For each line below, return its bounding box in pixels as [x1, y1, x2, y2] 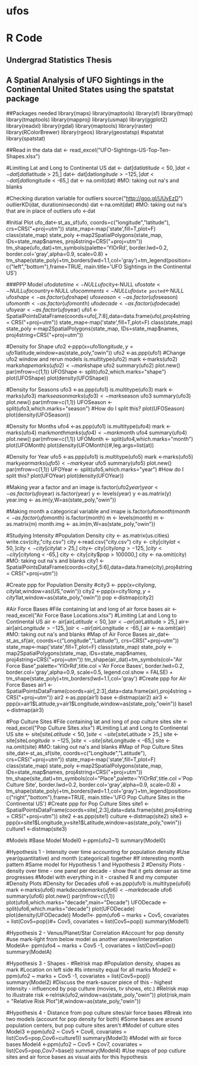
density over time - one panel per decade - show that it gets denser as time [6, 867, 191, 874]
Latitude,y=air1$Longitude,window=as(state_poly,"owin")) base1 [35, 700, 192, 707]
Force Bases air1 [6, 681, 46, 688]
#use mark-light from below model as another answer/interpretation [6, 935, 172, 942]
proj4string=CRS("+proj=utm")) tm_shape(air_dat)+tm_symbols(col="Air [6, 655, 183, 663]
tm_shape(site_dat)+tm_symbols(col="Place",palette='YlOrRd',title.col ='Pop [6, 774, 193, 782]
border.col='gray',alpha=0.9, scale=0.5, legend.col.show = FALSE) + [6, 668, 173, 676]
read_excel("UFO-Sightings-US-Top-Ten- [69, 146, 171, 153]
